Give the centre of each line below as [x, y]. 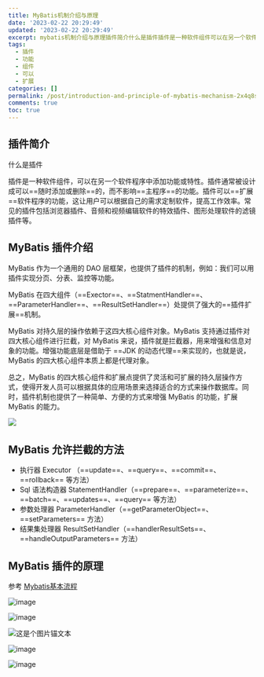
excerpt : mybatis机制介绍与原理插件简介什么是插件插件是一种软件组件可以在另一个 [127, 37]
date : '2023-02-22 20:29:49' [56, 23]
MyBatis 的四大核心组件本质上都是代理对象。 [81, 360]
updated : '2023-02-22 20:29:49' [61, 30]
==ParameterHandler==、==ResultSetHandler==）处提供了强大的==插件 [126, 304]
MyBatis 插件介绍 [51, 248]
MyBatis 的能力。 [36, 406]
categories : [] [33, 88]
